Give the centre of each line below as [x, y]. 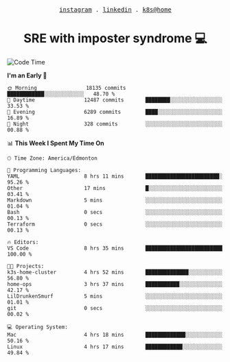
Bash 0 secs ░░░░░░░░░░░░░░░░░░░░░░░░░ [115, 212]
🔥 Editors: [23, 242]
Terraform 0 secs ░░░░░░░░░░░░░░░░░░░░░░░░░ [115, 224]
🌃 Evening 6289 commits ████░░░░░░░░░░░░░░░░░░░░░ [115, 112]
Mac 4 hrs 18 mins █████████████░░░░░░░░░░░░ [115, 335]
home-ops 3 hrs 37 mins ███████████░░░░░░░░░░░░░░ [115, 284]
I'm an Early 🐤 [27, 75]
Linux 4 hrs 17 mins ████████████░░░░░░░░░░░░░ [115, 347]
